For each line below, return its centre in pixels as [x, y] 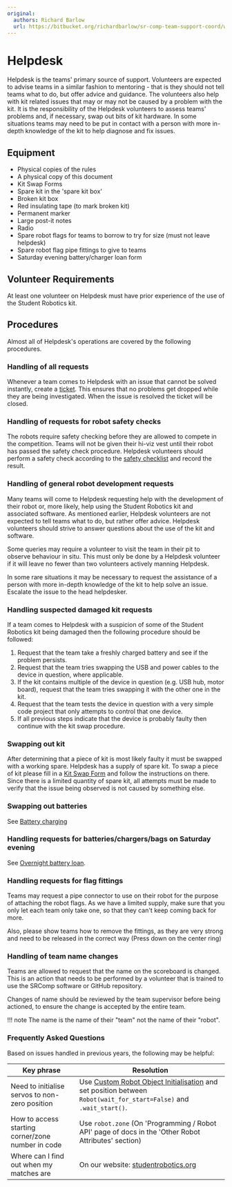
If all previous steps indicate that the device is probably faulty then [112, 718]
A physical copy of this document [65, 177]
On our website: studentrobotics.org [138, 1164]
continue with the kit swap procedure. [71, 726]
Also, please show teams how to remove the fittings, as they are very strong [115, 931]
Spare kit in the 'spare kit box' [60, 191]
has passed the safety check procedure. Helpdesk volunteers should [105, 451]
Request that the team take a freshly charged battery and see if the [113, 653]
